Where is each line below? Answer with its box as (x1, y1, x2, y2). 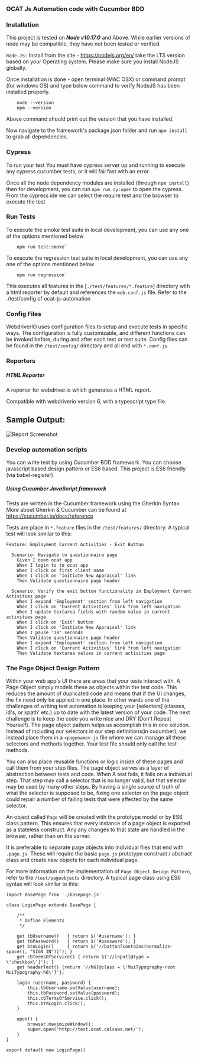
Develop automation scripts (6, 445, 87, 454)
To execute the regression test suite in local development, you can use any (6, 254, 188, 261)
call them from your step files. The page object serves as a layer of (6, 764, 170, 771)
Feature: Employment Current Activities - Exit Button (6, 542, 144, 548)
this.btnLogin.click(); (27, 1000, 86, 1007)
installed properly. (6, 88, 50, 96)
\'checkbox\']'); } (6, 959, 54, 966)
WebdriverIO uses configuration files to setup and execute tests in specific (6, 323, 188, 330)
